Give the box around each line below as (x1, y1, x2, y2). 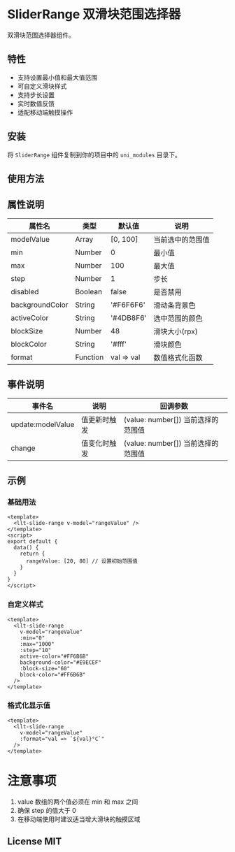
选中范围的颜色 (153, 313, 203, 323)
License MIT (7, 836, 62, 848)
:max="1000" (20, 640, 55, 647)
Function (75, 352, 104, 362)
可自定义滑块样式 (17, 82, 67, 90)
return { (20, 550, 45, 558)
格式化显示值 (7, 700, 51, 710)
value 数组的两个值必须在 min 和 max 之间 (17, 797, 138, 806)
